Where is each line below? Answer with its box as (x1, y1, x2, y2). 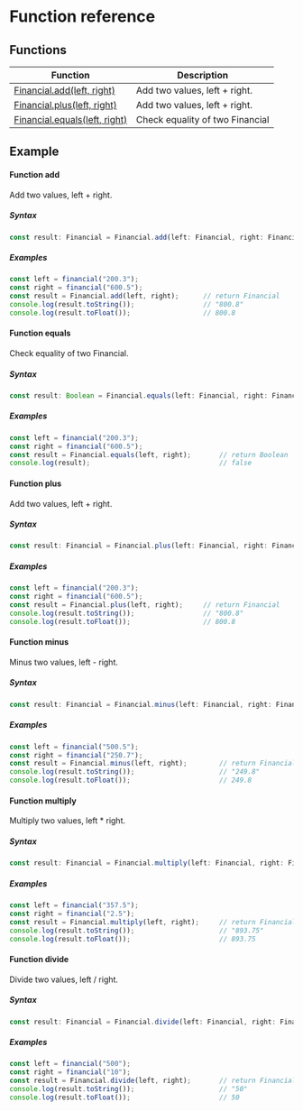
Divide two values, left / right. (9, 974, 119, 985)
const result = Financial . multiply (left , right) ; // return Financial (9, 917, 297, 926)
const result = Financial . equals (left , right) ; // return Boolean (9, 450, 289, 459)
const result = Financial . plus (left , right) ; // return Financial (9, 601, 280, 610)
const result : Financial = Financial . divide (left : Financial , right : (9, 1017, 277, 1026)
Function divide (9, 954, 69, 965)
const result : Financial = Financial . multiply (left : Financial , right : (9, 858, 284, 868)
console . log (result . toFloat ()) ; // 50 (9, 1093, 241, 1102)
